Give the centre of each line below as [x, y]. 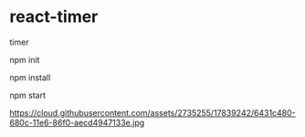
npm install [30, 77]
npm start [28, 95]
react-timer [54, 17]
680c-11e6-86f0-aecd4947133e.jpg [77, 122]
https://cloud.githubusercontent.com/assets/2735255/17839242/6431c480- [153, 112]
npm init [25, 59]
